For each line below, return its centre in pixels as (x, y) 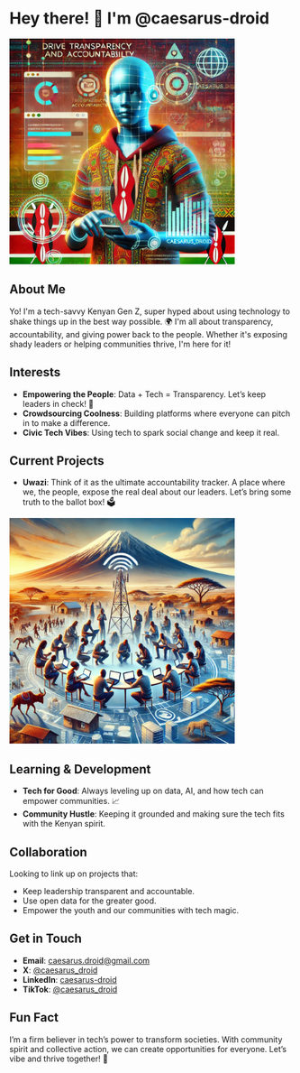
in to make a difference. (66, 422)
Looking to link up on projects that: (74, 874)
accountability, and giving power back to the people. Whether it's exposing (149, 334)
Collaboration (48, 852)
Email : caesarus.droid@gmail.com (86, 960)
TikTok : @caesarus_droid (70, 989)
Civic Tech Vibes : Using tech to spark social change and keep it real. (151, 432)
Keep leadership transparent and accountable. (109, 891)
